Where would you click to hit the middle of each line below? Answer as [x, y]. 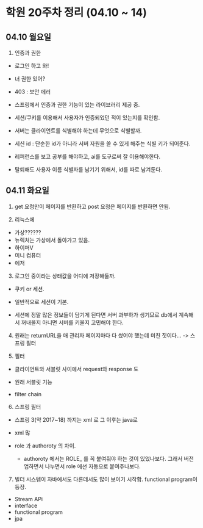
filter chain [28, 394]
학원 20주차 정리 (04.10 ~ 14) [77, 13]
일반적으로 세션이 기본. [41, 302]
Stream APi [29, 499]
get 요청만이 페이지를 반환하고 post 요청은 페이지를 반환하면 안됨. [92, 206]
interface [26, 505]
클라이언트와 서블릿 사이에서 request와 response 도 [77, 369]
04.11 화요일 [27, 191]
